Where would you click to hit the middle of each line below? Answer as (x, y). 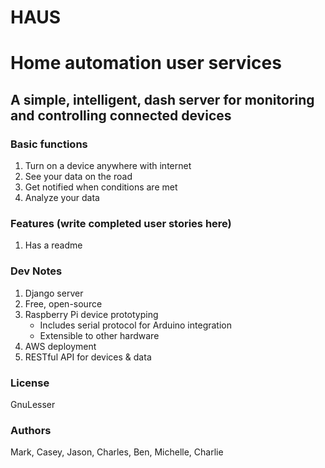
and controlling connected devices (121, 115)
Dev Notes (36, 271)
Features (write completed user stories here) (121, 223)
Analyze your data (62, 198)
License (30, 383)
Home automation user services (146, 63)
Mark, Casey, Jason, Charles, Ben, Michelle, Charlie (117, 452)
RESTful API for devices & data (88, 357)
